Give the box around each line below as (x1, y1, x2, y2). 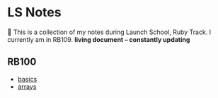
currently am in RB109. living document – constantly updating (7, 35, 190, 43)
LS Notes (7, 4, 62, 21)
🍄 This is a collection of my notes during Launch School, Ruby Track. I (7, 28, 212, 36)
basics (17, 75, 38, 83)
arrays (17, 82, 37, 91)
